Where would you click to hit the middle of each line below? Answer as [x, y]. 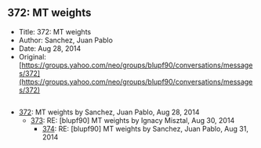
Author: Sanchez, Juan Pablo [65, 40]
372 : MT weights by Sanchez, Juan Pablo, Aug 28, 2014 [109, 112]
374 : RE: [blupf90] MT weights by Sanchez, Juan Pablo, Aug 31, [145, 128]
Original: [32, 56]
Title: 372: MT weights [55, 31]
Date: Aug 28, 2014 [50, 48]
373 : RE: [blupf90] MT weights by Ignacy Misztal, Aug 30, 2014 [132, 120]
